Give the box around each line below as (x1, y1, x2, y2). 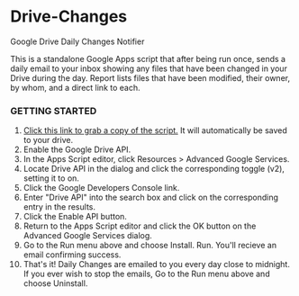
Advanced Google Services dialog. (23, 230, 152, 241)
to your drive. (23, 135, 74, 146)
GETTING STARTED (10, 104, 97, 117)
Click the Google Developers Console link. (23, 183, 180, 193)
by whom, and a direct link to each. (10, 82, 140, 93)
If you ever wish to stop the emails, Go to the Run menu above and (23, 268, 270, 280)
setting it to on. (23, 173, 80, 184)
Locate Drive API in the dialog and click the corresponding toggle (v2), (23, 164, 285, 175)
